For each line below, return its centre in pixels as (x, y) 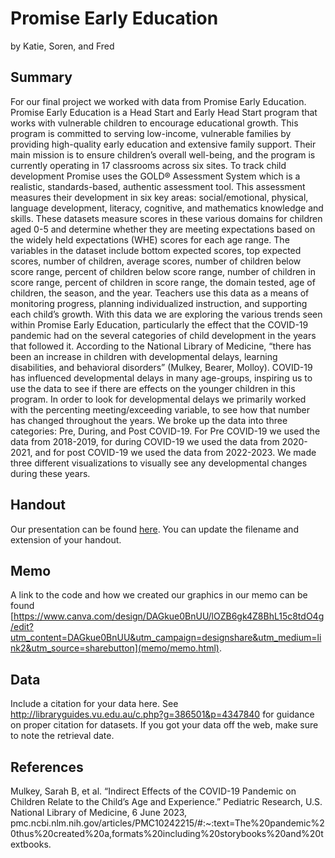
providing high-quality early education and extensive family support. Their (163, 144)
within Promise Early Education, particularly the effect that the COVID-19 (159, 324)
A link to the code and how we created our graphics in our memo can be (159, 595)
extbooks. (31, 844)
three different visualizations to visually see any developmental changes (159, 463)
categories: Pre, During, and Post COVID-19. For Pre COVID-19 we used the (165, 431)
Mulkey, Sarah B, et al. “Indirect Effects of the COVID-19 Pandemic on (153, 791)
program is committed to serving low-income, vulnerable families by (151, 133)
